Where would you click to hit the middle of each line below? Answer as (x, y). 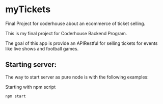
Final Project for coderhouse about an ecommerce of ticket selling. (75, 23)
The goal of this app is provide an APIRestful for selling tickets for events (81, 43)
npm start (16, 96)
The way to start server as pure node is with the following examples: (77, 77)
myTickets (28, 9)
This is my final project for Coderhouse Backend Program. (66, 33)
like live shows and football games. (42, 48)
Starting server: (31, 65)
